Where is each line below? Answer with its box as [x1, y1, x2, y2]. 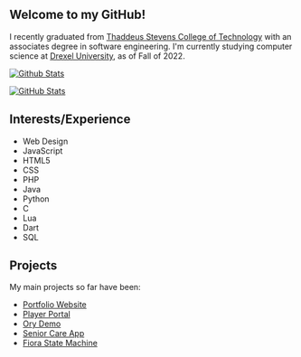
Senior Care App [22, 328, 85, 339]
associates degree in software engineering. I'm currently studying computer [9, 41, 293, 52]
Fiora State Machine [22, 338, 98, 349]
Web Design [22, 136, 69, 146]
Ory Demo [22, 318, 61, 329]
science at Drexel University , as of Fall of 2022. [9, 50, 185, 61]
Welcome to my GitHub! [9, 7, 146, 23]
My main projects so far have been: [9, 282, 142, 293]
